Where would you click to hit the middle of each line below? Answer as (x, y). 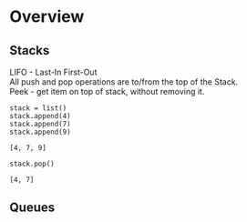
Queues (32, 208)
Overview (47, 17)
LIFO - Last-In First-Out (53, 72)
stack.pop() (32, 164)
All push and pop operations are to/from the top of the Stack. (124, 82)
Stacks (30, 50)
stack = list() (38, 108)
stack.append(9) (40, 132)
